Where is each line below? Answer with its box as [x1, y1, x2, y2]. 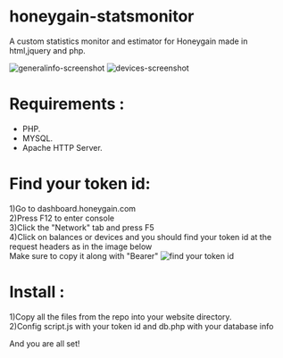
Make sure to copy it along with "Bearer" [9, 250, 159, 261]
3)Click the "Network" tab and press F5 [9, 221, 154, 233]
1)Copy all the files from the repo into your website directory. [9, 311, 232, 322]
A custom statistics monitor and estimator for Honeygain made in [9, 36, 248, 46]
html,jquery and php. [9, 45, 87, 55]
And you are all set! [9, 337, 80, 349]
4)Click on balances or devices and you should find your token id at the [9, 231, 272, 242]
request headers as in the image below [9, 241, 153, 252]
